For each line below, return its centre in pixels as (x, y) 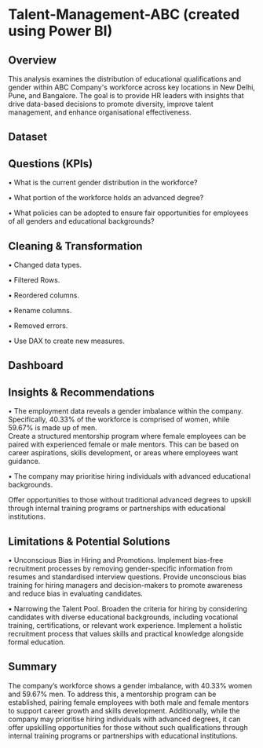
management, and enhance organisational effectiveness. (100, 112)
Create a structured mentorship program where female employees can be (127, 436)
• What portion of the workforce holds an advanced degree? (106, 198)
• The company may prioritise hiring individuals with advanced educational (130, 476)
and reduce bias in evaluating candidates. (76, 593)
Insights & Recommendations (81, 392)
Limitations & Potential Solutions (89, 541)
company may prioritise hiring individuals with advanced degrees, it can (124, 719)
